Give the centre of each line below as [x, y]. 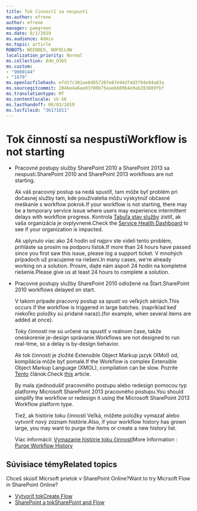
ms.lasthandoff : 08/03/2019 [41, 104]
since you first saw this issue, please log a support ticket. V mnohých [98, 253]
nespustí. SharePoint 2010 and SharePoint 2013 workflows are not [94, 174]
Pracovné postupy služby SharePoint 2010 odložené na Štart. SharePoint [102, 284]
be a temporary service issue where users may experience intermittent [100, 211]
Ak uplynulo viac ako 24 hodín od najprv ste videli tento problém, [93, 241]
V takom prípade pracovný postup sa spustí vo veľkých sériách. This [97, 301]
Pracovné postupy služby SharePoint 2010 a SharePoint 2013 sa [92, 168]
